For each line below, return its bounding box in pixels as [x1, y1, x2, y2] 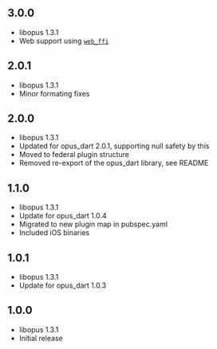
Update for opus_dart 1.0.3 [18, 280, 107, 290]
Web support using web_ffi [18, 36, 109, 45]
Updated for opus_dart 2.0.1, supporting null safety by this [18, 141, 210, 151]
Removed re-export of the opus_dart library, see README [18, 159, 209, 168]
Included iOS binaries [18, 228, 90, 237]
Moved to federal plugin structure [18, 150, 129, 159]
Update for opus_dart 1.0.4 [18, 211, 107, 221]
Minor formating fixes [18, 88, 90, 98]
